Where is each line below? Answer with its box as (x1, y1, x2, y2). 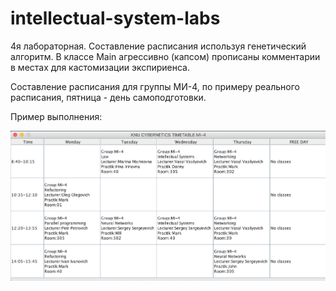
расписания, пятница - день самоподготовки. (10, 91, 207, 103)
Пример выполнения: (10, 110, 103, 122)
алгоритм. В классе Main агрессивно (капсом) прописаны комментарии (10, 50, 321, 62)
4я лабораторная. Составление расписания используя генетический (10, 40, 307, 52)
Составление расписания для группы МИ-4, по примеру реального (10, 80, 300, 92)
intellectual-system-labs (10, 7, 221, 30)
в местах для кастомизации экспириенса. (10, 61, 190, 73)
